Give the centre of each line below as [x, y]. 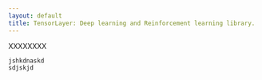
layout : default [35, 16]
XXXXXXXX [28, 46]
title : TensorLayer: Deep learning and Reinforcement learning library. [132, 23]
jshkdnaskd [26, 61]
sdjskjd [21, 68]
